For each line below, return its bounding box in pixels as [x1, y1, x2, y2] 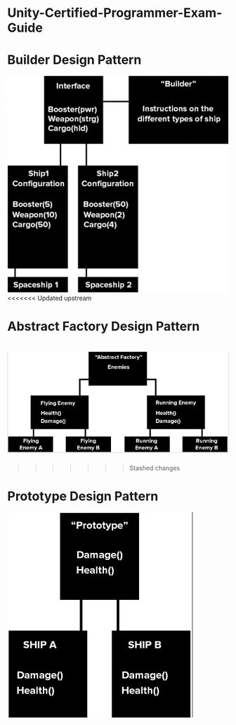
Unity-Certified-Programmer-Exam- [7, 5, 223, 21]
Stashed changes [129, 464, 181, 472]
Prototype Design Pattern [7, 488, 159, 504]
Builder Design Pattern [7, 52, 142, 68]
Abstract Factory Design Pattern [7, 318, 200, 334]
